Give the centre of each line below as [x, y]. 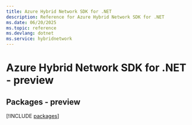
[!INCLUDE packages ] [33, 116]
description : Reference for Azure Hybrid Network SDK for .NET [85, 17]
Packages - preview [43, 102]
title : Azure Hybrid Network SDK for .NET [59, 11]
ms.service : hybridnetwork [39, 39]
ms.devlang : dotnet [30, 33]
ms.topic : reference [32, 28]
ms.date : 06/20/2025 [32, 22]
